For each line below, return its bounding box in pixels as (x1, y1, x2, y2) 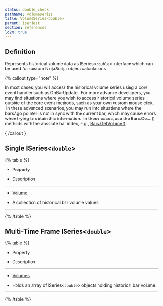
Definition (5, 48, 35, 56)
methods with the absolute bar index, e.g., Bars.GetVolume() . (5, 120, 127, 126)
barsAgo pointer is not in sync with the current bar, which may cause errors (5, 110, 156, 116)
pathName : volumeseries (5, 12, 53, 17)
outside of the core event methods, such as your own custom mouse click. (5, 100, 154, 106)
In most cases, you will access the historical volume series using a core (5, 85, 148, 90)
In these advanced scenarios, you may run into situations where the (6, 105, 142, 111)
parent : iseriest (5, 20, 40, 26)
